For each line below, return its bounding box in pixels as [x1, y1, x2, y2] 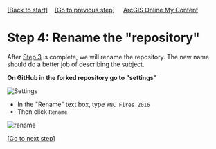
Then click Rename [17, 107, 68, 116]
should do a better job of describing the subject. [7, 60, 145, 68]
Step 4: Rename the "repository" [7, 30, 200, 46]
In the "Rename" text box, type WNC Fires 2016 [17, 100, 150, 108]
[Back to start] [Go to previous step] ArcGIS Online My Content [7, 6, 199, 14]
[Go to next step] [7, 134, 55, 142]
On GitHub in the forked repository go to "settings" [7, 73, 157, 81]
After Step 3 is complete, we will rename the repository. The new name [7, 52, 210, 61]
